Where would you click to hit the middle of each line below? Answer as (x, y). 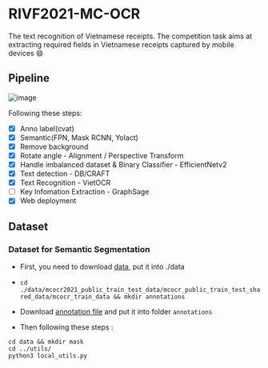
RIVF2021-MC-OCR (74, 14)
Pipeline (29, 78)
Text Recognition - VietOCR (65, 183)
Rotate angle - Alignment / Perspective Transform (102, 155)
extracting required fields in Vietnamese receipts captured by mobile (121, 44)
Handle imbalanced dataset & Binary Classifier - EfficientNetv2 (123, 164)
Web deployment (48, 201)
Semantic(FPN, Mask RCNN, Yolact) (79, 138)
